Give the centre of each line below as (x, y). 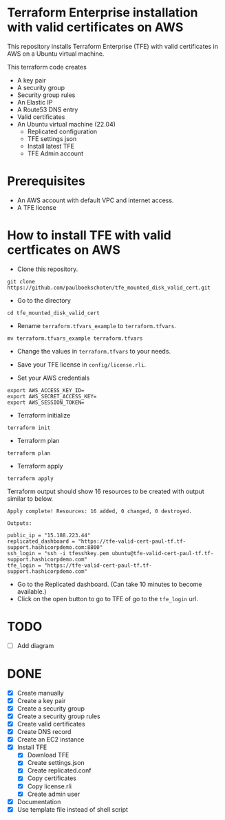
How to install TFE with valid (89, 236)
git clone (21, 281)
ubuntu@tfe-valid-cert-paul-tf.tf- (163, 553)
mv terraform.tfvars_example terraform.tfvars (75, 338)
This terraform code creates (47, 67)
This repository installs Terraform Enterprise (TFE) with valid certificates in (113, 46)
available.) (32, 591)
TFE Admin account (55, 153)
